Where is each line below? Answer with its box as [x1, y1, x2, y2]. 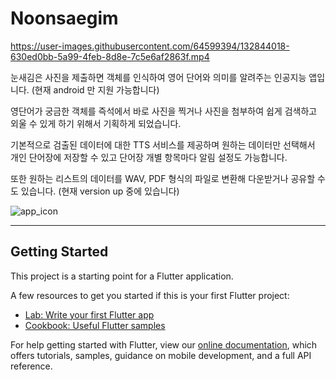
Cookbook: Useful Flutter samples [24, 319, 166, 331]
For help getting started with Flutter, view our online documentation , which [10, 338, 318, 351]
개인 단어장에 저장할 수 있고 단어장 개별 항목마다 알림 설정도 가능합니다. [10, 151, 288, 163]
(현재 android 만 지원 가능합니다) [31, 83, 160, 96]
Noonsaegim [10, 7, 119, 30]
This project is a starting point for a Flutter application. [10, 270, 234, 282]
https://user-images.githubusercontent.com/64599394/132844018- [10, 40, 290, 52]
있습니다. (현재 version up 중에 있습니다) [20, 185, 180, 197]
